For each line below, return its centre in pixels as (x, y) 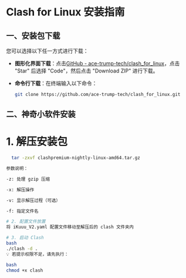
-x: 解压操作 (20, 190)
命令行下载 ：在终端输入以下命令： (56, 83)
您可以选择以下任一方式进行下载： (47, 51)
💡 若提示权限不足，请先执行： (38, 254)
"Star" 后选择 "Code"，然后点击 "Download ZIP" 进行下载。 (86, 71)
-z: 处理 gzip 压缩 (28, 179)
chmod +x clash (25, 270)
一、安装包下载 (33, 36)
